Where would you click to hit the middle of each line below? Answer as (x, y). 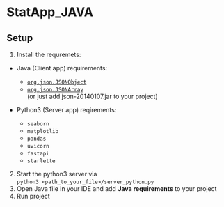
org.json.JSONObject (57, 82)
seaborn (38, 124)
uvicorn (38, 146)
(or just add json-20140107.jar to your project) (92, 96)
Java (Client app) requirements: (62, 68)
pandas (37, 139)
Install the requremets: (49, 54)
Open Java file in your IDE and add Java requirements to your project (117, 189)
